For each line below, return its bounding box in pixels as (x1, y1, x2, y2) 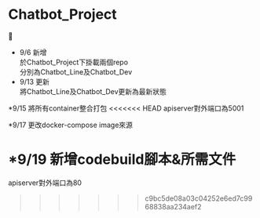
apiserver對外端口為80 (8, 178, 82, 187)
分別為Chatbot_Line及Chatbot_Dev (19, 67, 133, 76)
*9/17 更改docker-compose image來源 (8, 120, 134, 129)
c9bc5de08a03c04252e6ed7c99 (145, 194, 253, 203)
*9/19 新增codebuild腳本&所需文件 (8, 151, 236, 169)
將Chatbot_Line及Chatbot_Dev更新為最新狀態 (19, 86, 167, 96)
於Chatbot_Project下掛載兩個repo (19, 57, 128, 67)
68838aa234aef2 (145, 202, 202, 211)
